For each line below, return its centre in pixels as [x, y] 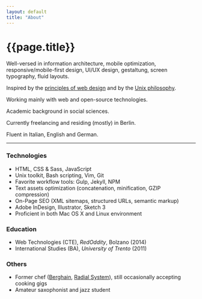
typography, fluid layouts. [38, 76]
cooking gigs [31, 283]
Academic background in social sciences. [58, 111]
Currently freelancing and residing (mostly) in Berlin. [71, 123]
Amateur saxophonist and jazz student [63, 290]
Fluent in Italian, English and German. [52, 134]
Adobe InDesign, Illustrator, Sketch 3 [60, 207]
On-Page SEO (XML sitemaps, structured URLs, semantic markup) [97, 201]
